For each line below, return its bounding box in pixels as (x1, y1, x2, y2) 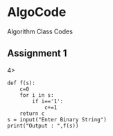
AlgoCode (7, 4, 67, 20)
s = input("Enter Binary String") (7, 116, 107, 123)
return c (19, 109, 45, 117)
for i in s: (19, 91, 54, 98)
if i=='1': (32, 98, 64, 105)
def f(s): (7, 80, 36, 86)
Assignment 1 (7, 47, 67, 59)
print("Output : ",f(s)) (7, 122, 79, 129)
